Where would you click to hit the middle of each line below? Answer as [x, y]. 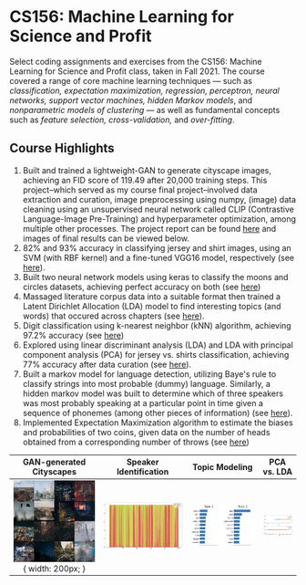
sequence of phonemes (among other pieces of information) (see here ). [158, 413]
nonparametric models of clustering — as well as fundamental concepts [145, 110]
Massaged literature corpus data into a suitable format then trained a [151, 296]
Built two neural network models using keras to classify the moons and [155, 277]
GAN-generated [54, 462]
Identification [143, 472]
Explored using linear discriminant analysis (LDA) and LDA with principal [158, 345]
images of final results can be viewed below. [106, 238]
